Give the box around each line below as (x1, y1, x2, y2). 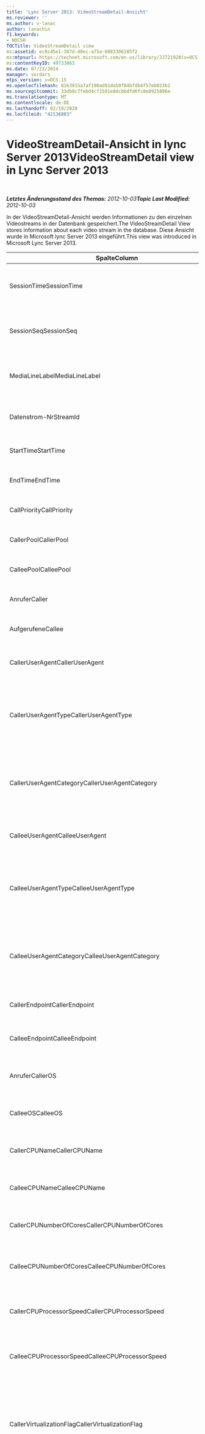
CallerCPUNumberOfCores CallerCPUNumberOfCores (9, 1221, 164, 1230)
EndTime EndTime (9, 476, 60, 485)
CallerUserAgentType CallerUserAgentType (9, 711, 132, 720)
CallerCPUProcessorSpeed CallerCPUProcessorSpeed (9, 1307, 165, 1316)
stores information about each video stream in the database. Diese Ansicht (6, 226, 194, 234)
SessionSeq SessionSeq (9, 327, 77, 335)
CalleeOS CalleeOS (9, 1109, 63, 1117)
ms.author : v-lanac (6, 20, 56, 26)
